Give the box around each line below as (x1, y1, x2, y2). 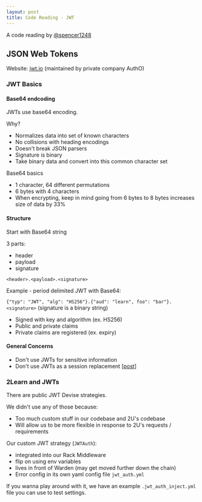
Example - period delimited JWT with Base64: (6, 287, 121, 294)
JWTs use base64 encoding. (6, 109, 78, 116)
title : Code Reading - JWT (6, 15, 75, 21)
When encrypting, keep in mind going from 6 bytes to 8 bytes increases (15, 194, 195, 202)
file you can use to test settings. (6, 489, 86, 497)
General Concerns (6, 342, 53, 350)
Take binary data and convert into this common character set (15, 158, 168, 165)
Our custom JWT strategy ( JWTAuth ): (6, 439, 97, 447)
